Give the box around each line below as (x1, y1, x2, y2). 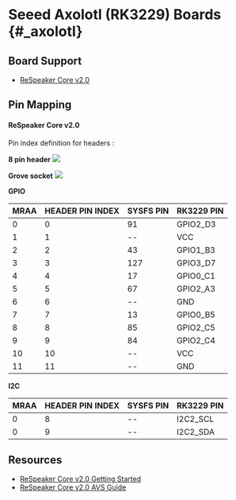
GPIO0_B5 (177, 308, 215, 320)
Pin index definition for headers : (8, 138, 115, 148)
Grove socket (8, 171, 53, 180)
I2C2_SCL (177, 413, 215, 424)
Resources (8, 453, 63, 467)
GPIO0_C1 (177, 270, 216, 281)
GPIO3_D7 (177, 257, 216, 268)
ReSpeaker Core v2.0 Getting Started (19, 475, 141, 484)
